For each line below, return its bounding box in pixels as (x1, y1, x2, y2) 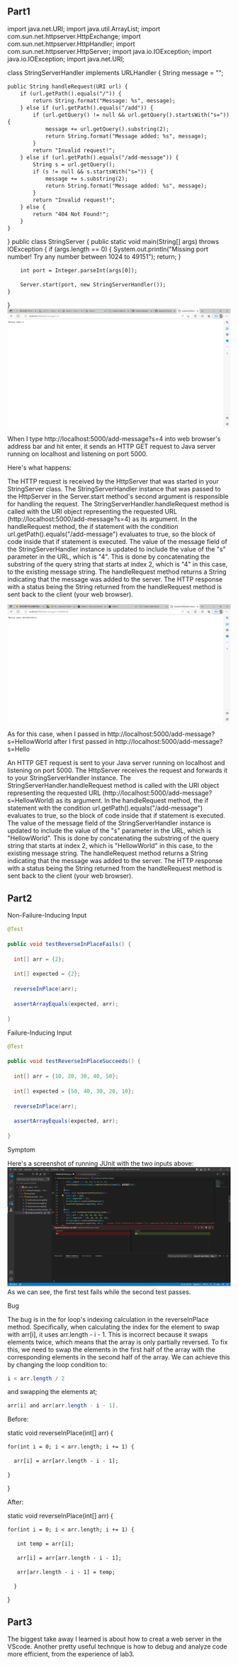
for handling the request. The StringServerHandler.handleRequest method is (7, 499, 230, 508)
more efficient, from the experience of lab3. (7, 1650, 135, 1659)
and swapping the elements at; (7, 1388, 98, 1396)
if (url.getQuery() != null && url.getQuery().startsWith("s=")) (33, 111, 230, 118)
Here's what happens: (7, 463, 72, 472)
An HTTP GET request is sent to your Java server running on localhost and (7, 759, 225, 767)
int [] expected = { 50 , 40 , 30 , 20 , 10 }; (13, 1088, 135, 1095)
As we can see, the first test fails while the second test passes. (7, 1287, 191, 1296)
